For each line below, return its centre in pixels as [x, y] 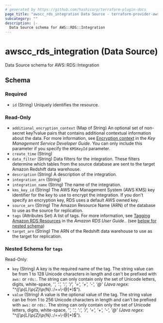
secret [18, 133]
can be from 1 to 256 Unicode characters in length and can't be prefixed [84, 300]
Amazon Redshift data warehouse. [46, 169]
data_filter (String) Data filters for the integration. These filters [76, 159]
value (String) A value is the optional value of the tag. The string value [82, 295]
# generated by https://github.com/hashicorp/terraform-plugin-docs [76, 9]
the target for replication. [37, 237]
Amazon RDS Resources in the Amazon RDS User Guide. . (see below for [84, 221]
